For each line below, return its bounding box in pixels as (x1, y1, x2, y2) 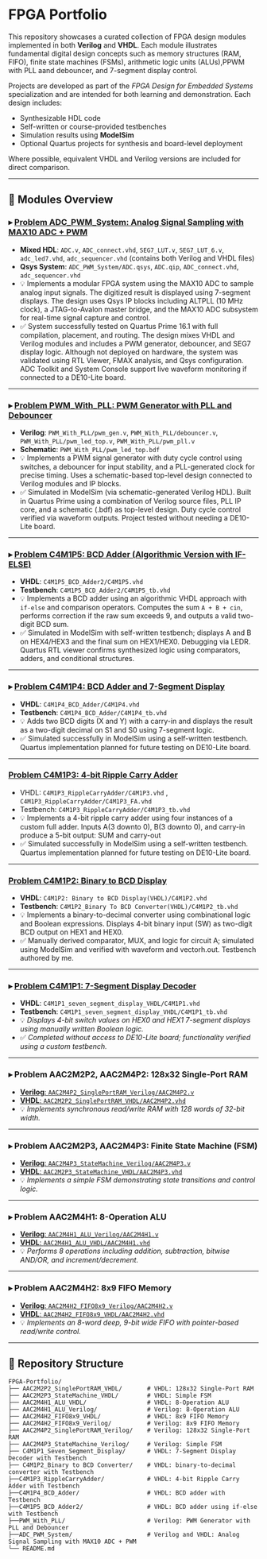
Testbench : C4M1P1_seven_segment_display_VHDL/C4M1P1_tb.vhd (19, 1007, 228, 1016)
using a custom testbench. (19, 1042, 107, 1051)
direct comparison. (8, 162, 70, 172)
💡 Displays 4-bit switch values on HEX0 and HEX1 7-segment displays (19, 1015, 251, 1025)
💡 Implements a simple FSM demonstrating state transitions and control (19, 1175, 256, 1185)
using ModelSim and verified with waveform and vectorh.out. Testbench (19, 945, 257, 954)
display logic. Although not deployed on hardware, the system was (19, 347, 238, 357)
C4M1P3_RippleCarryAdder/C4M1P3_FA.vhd (19, 797, 153, 806)
